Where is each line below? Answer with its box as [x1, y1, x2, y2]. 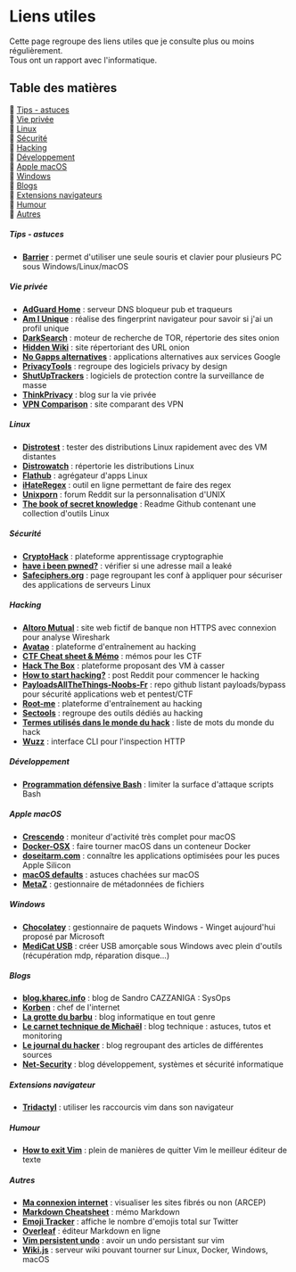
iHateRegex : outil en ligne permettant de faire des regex [21, 479, 232, 490]
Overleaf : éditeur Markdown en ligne [21, 1226, 161, 1236]
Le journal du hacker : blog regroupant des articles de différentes [21, 1040, 264, 1051]
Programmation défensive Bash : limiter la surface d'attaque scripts [21, 779, 275, 789]
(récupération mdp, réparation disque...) [21, 950, 170, 961]
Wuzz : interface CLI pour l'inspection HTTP [21, 736, 185, 747]
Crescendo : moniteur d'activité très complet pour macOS [21, 831, 236, 842]
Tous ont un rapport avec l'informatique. [9, 54, 158, 65]
